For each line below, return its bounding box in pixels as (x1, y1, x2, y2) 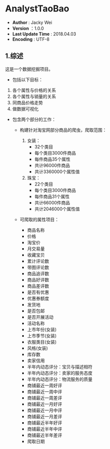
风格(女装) (27, 345, 48, 351)
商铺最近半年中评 (27, 426, 62, 432)
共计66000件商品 (34, 199, 70, 205)
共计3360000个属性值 (34, 169, 80, 175)
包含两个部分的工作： (12, 116, 56, 122)
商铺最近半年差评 (27, 432, 62, 438)
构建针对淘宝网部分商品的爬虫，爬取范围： (19, 127, 107, 133)
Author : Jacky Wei (12, 19, 53, 25)
